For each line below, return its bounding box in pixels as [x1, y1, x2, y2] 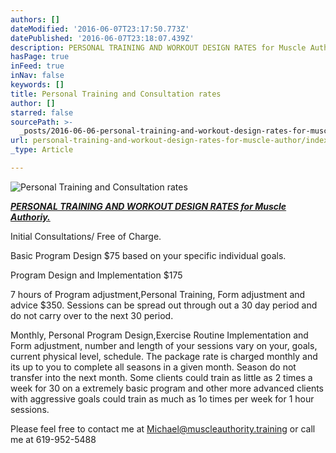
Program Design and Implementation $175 [10, 269, 183, 281]
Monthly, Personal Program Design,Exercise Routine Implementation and [10, 329, 309, 341]
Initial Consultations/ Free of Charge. [10, 230, 162, 242]
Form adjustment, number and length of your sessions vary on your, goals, [10, 339, 318, 351]
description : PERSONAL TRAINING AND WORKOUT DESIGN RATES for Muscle [10, 42, 307, 53]
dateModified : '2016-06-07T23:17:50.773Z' [10, 24, 190, 34]
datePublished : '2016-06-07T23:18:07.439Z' [10, 33, 195, 43]
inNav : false [10, 71, 65, 81]
